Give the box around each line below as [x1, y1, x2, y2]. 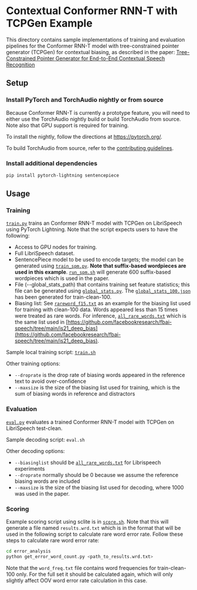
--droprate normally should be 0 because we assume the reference [14, 471, 179, 478]
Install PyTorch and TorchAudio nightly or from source [6, 96, 164, 104]
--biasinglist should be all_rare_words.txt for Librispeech [14, 459, 161, 466]
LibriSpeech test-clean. [6, 425, 63, 432]
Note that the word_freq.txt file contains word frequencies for [6, 564, 157, 571]
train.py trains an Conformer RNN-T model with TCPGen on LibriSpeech [6, 219, 183, 227]
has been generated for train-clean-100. [14, 294, 112, 301]
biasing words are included [14, 478, 80, 485]
